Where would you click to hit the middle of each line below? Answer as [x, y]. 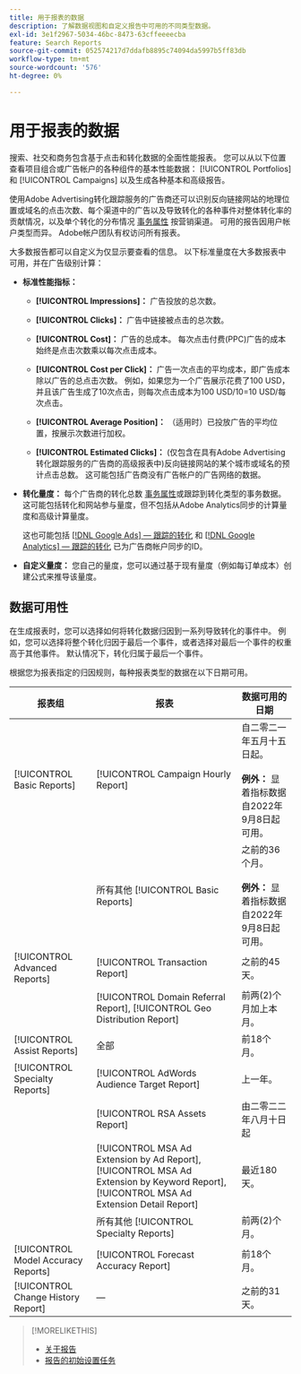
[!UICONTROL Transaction [152, 962]
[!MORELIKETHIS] [64, 1330]
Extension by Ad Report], [149, 1159]
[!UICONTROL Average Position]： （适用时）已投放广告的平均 [153, 421]
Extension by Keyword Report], [161, 1181]
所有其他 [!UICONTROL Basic [158, 890]
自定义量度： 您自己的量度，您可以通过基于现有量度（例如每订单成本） [153, 565]
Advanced [35, 967]
